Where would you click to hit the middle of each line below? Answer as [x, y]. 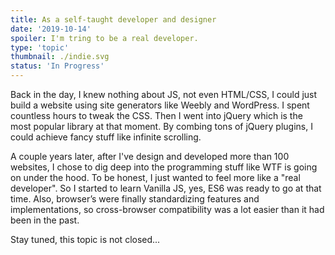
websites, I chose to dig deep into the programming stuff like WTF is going [164, 167]
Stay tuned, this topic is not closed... [85, 239]
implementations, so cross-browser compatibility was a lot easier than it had [167, 209]
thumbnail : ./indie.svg [60, 57]
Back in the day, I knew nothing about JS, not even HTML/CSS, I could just [164, 94]
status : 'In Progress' [57, 66]
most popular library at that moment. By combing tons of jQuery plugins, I [161, 126]
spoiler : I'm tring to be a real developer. [104, 38]
